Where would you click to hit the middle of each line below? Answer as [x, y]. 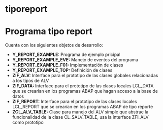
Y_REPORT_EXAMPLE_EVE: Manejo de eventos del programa [75, 60]
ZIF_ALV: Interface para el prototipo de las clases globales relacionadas [85, 76]
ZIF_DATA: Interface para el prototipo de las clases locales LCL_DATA [83, 86]
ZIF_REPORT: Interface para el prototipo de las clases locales [75, 102]
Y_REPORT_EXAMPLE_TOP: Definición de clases [62, 70]
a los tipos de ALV [31, 81]
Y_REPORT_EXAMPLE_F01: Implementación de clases [68, 65]
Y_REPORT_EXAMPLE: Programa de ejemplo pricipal [66, 54]
